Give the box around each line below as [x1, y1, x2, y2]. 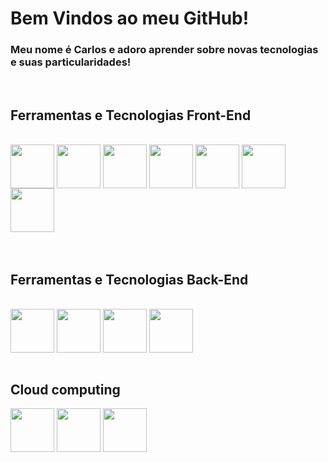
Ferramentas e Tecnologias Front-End [10, 107, 252, 124]
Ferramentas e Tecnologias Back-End [10, 271, 249, 288]
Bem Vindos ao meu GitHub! [10, 7, 250, 30]
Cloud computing [10, 381, 121, 398]
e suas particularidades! [10, 55, 132, 69]
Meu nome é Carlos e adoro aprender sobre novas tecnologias [10, 43, 319, 57]
